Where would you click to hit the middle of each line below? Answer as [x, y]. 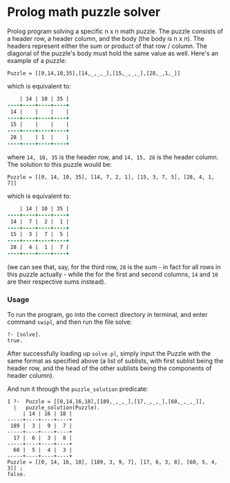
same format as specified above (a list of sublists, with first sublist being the [115, 361]
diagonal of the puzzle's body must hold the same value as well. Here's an [113, 53]
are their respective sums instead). [57, 282]
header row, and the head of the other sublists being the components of [109, 368]
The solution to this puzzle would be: [60, 164]
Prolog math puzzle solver [84, 12]
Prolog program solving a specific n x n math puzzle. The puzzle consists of [115, 31]
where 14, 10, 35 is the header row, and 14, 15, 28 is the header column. [113, 157]
